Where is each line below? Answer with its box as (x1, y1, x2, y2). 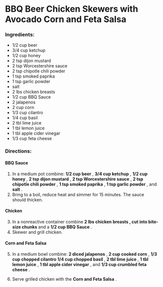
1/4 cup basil (12, 115, 38, 121)
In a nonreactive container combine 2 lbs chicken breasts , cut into (12, 219, 147, 225)
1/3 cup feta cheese (12, 136, 52, 142)
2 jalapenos (12, 99, 36, 105)
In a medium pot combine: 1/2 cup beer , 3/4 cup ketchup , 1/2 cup (12, 171, 148, 177)
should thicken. (12, 197, 43, 203)
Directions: (5, 148, 32, 155)
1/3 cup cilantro (12, 110, 43, 116)
